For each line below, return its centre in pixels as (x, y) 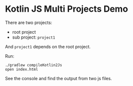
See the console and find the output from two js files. (59, 78)
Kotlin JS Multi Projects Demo (66, 9)
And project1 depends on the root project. (48, 46)
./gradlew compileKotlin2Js (34, 65)
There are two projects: (29, 22)
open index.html (22, 69)
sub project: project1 (33, 37)
